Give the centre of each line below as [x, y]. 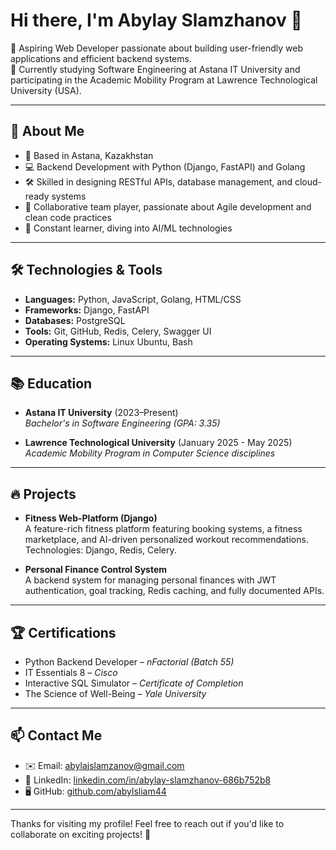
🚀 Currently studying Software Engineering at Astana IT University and [155, 69]
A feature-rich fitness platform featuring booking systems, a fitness [163, 529]
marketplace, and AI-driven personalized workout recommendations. [166, 540]
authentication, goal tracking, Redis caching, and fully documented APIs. [174, 591]
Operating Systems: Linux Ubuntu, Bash [108, 341]
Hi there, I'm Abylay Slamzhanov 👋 [156, 20]
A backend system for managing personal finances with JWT [150, 580]
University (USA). [46, 90]
